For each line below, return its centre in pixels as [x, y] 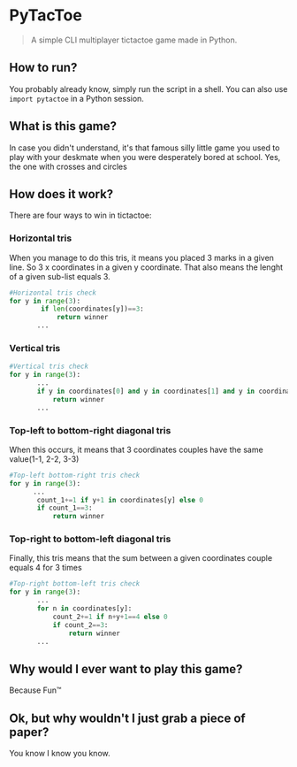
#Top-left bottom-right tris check [75, 475]
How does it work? [61, 194]
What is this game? [63, 126]
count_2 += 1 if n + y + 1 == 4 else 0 [110, 617]
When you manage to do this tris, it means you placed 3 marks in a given [141, 257]
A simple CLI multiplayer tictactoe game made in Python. [134, 40]
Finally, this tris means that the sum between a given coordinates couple [141, 558]
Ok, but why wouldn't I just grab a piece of [127, 718]
